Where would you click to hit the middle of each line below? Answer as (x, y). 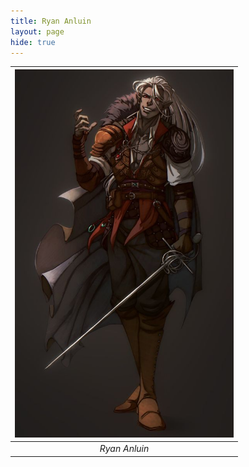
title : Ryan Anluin (51, 21)
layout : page (37, 31)
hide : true (33, 42)
